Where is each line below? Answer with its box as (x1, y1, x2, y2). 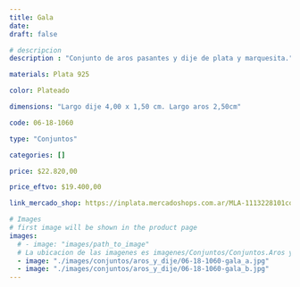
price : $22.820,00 (9, 167, 78, 176)
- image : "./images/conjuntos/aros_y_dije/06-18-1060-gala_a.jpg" (17, 256, 270, 266)
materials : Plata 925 (9, 70, 90, 79)
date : (9, 21, 29, 30)
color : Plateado (9, 86, 70, 95)
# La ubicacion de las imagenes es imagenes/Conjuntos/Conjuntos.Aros (17, 248, 286, 257)
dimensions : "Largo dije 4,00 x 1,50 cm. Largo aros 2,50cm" (9, 102, 242, 111)
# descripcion (9, 45, 62, 54)
